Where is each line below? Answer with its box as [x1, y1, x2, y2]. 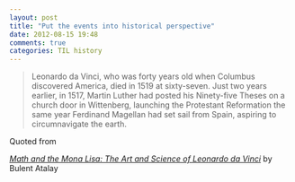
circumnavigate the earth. [31, 118, 128, 130]
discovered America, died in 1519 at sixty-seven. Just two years [31, 81, 268, 91]
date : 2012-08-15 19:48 [9, 30, 99, 39]
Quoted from [9, 136, 57, 147]
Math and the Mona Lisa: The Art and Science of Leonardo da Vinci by [9, 153, 273, 164]
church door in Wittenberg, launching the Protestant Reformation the [31, 100, 286, 110]
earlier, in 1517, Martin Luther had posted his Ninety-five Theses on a [31, 91, 285, 101]
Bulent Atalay [9, 163, 58, 174]
